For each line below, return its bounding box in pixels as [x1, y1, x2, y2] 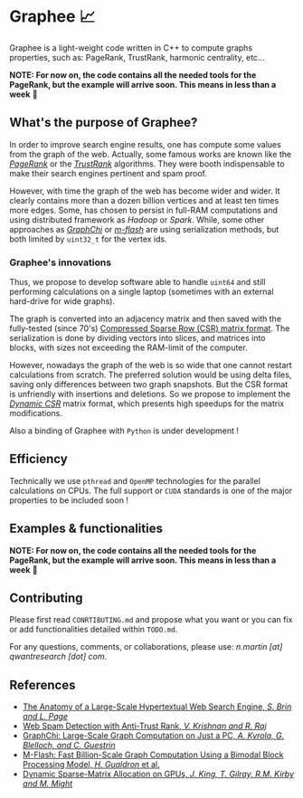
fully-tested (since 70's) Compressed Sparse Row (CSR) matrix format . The [9, 323, 290, 334]
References [9, 677, 76, 692]
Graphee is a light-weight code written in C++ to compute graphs [9, 42, 253, 53]
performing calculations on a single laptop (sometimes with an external [9, 286, 274, 298]
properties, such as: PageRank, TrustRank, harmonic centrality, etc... [9, 52, 265, 62]
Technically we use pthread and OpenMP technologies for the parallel [9, 475, 260, 486]
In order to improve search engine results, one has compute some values [9, 138, 282, 149]
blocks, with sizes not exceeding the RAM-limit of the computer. [9, 342, 248, 353]
